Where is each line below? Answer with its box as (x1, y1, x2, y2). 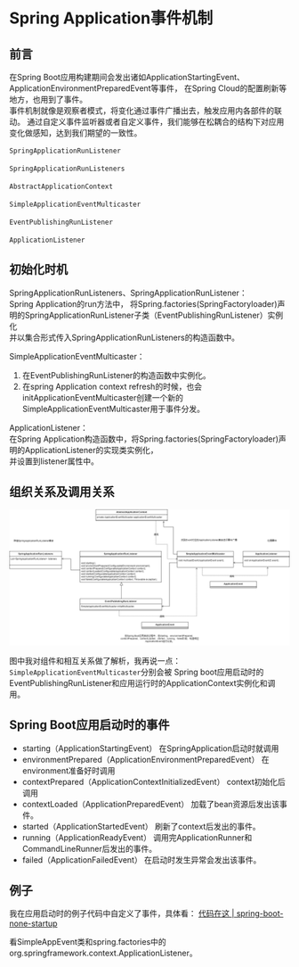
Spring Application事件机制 (9, 8, 214, 29)
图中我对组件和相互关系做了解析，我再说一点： (9, 655, 181, 665)
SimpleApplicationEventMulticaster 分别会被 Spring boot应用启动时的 (9, 666, 264, 677)
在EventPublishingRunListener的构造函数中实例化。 (21, 369, 211, 380)
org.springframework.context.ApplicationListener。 (9, 947, 198, 959)
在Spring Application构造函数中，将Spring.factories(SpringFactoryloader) (9, 434, 279, 444)
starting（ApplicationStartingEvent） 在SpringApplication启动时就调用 (21, 742, 279, 754)
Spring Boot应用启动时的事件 (9, 717, 170, 732)
